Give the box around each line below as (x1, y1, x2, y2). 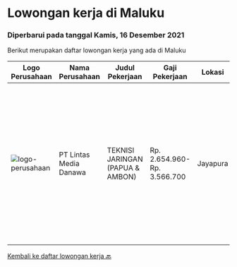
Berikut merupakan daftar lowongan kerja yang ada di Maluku (7, 46, 186, 54)
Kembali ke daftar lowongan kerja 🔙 (7, 252, 111, 261)
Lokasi (201, 67, 224, 77)
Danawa (59, 167, 87, 177)
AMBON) (107, 172, 137, 182)
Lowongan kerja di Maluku (7, 5, 165, 21)
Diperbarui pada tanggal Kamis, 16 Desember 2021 (7, 30, 185, 40)
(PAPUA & (107, 163, 140, 173)
